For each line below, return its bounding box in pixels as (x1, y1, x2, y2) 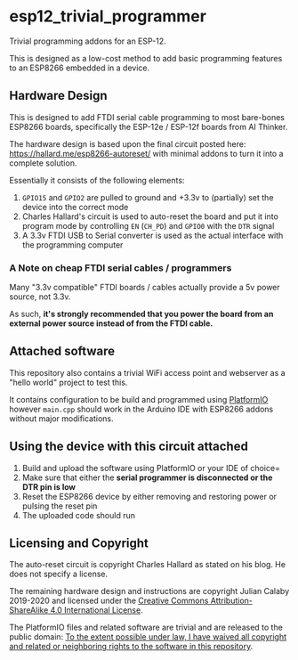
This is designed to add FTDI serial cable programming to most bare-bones (9, 111, 285, 122)
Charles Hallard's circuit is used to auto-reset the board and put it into (21, 211, 278, 222)
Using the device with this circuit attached (9, 439, 249, 454)
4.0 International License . (50, 605, 144, 615)
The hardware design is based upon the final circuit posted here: (9, 138, 246, 149)
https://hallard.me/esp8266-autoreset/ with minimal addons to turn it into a (9, 148, 284, 159)
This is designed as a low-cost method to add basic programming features (9, 53, 283, 63)
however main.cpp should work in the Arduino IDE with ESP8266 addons (9, 403, 274, 414)
